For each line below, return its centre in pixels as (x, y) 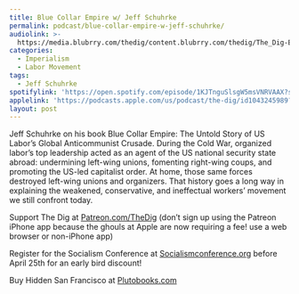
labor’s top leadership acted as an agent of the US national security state (143, 153)
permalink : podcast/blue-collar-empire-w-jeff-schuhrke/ (117, 26)
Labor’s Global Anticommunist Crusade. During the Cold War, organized (141, 143)
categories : (31, 51)
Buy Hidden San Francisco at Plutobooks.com (93, 281)
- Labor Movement (49, 68)
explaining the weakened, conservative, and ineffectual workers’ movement (148, 191)
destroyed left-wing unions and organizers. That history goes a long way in (147, 181)
